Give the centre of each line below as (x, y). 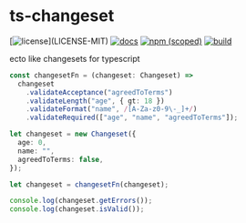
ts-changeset (62, 16)
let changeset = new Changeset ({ (73, 134)
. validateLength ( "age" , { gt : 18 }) (96, 101)
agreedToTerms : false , (61, 159)
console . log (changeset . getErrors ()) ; (81, 201)
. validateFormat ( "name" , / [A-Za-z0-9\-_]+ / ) (112, 109)
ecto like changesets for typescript (75, 58)
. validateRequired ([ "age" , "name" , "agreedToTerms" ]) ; (132, 118)
